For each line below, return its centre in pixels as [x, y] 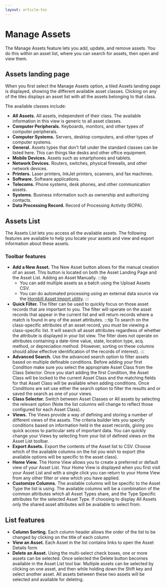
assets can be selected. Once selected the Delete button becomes [80, 558]
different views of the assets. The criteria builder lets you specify [78, 420]
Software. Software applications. [46, 179]
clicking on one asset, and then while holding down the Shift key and [82, 569]
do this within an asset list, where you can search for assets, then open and [82, 53]
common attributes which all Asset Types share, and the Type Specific [84, 494]
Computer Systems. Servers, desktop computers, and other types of [83, 137]
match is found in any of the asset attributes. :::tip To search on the [81, 320]
